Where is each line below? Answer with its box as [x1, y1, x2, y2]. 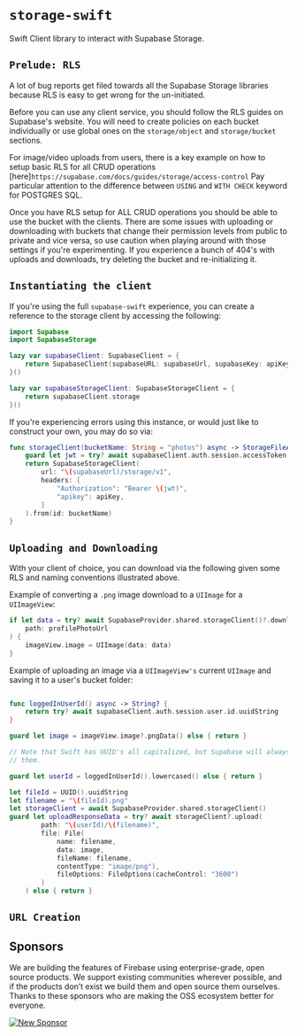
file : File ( [41, 829, 86, 838]
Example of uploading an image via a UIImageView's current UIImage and [9, 665, 271, 676]
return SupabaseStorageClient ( [25, 460, 141, 468]
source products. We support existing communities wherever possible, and [9, 972, 283, 983]
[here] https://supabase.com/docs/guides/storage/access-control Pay [9, 171, 265, 182]
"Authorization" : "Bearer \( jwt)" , [56, 483, 188, 493]
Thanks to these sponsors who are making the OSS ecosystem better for [9, 991, 274, 1001]
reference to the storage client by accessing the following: [9, 310, 222, 321]
